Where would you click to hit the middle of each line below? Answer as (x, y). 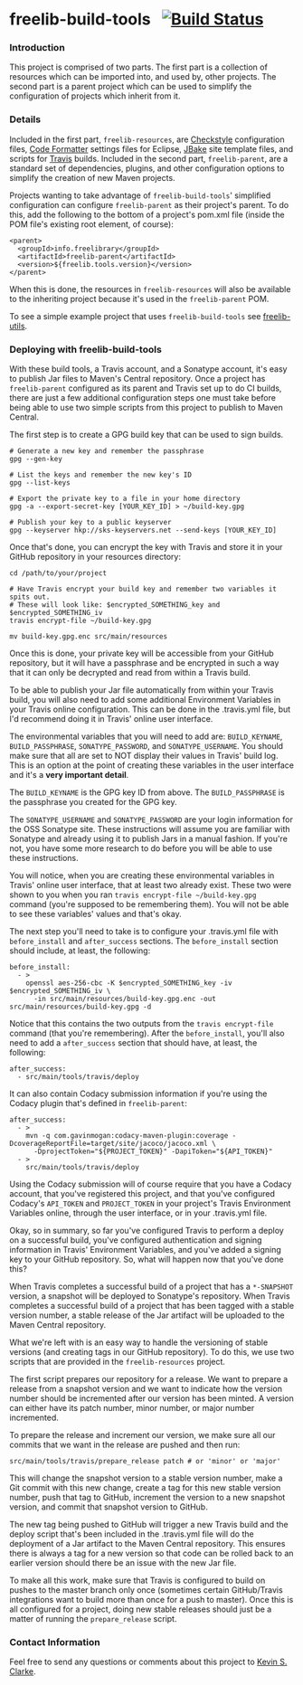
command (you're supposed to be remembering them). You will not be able (149, 904)
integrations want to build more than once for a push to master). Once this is (151, 1600)
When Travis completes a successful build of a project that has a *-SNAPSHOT (151, 1287)
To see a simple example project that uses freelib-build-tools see (135, 316)
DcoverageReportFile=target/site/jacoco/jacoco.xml (109, 1144)
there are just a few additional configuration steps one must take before (142, 398)
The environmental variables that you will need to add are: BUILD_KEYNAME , (146, 736)
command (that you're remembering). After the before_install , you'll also (147, 1033)
